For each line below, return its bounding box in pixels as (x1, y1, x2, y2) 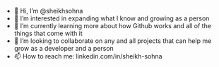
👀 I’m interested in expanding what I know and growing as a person (13, 14, 210, 23)
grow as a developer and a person (13, 44, 114, 52)
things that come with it (13, 29, 83, 37)
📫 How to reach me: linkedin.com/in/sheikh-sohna (13, 52, 162, 60)
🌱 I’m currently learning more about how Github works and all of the (13, 22, 212, 30)
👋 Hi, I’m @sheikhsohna (13, 7, 83, 15)
